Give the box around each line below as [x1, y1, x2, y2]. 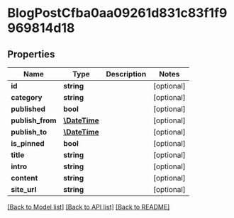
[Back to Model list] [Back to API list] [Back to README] [7, 203, 170, 211]
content [11, 173, 38, 183]
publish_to [11, 127, 48, 137]
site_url [11, 185, 37, 194]
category [11, 93, 43, 102]
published [11, 104, 46, 114]
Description [106, 69, 147, 79]
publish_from [11, 115, 57, 125]
